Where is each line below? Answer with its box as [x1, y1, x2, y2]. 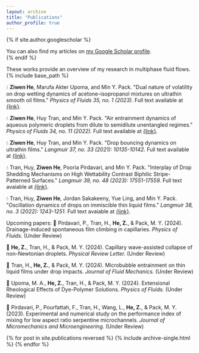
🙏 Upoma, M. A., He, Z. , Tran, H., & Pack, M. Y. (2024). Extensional [6, 280, 170, 287]
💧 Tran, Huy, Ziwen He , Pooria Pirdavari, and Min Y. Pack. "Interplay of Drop [6, 164, 192, 171]
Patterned [6, 177, 31, 184]
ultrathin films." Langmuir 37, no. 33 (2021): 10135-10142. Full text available [6, 146, 189, 153]
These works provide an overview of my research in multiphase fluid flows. [6, 66, 191, 73]
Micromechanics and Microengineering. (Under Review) [6, 323, 144, 330]
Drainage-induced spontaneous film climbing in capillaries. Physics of [6, 226, 178, 233]
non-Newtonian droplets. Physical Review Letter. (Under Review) [6, 250, 166, 257]
